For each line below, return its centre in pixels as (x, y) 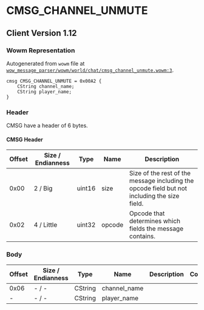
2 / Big (43, 188)
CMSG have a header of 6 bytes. (47, 126)
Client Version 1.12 (42, 33)
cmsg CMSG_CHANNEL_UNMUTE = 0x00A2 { (54, 81)
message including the (162, 181)
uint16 (86, 188)
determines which (155, 221)
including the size (155, 196)
